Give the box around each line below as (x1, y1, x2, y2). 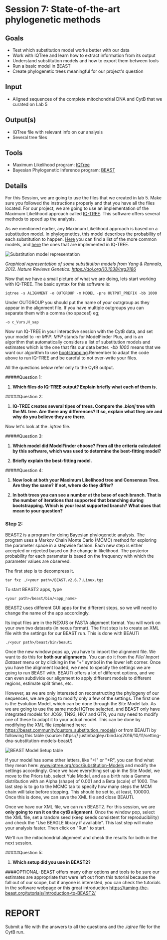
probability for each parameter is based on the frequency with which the (5, 553, 154, 559)
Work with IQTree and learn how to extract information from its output (12, 52, 156, 58)
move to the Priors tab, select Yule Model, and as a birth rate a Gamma (5, 773, 151, 779)
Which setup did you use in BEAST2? (12, 859, 91, 865)
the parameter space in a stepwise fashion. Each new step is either (5, 542, 143, 548)
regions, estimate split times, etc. (5, 680, 73, 686)
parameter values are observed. (5, 558, 71, 564)
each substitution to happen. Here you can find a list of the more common (5, 236, 157, 242)
